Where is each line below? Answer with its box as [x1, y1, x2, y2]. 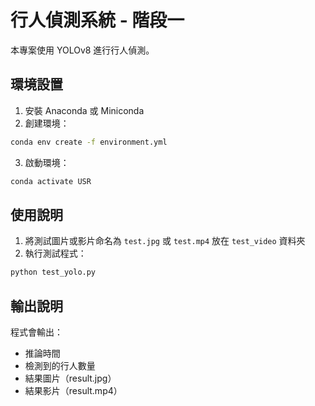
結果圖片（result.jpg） [24, 372, 117, 384]
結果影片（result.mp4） [24, 385, 123, 396]
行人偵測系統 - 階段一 [10, 9, 185, 32]
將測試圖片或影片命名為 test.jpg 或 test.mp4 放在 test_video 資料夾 [24, 235, 306, 247]
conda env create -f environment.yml [10, 137, 168, 147]
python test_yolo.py [10, 267, 97, 278]
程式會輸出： [10, 326, 63, 338]
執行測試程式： [24, 247, 87, 260]
